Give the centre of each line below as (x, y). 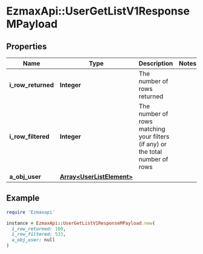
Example (23, 198)
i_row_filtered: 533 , (39, 235)
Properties (27, 46)
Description (156, 63)
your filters (154, 136)
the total (150, 152)
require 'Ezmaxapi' (31, 212)
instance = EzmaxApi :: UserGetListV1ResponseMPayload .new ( (81, 223)
